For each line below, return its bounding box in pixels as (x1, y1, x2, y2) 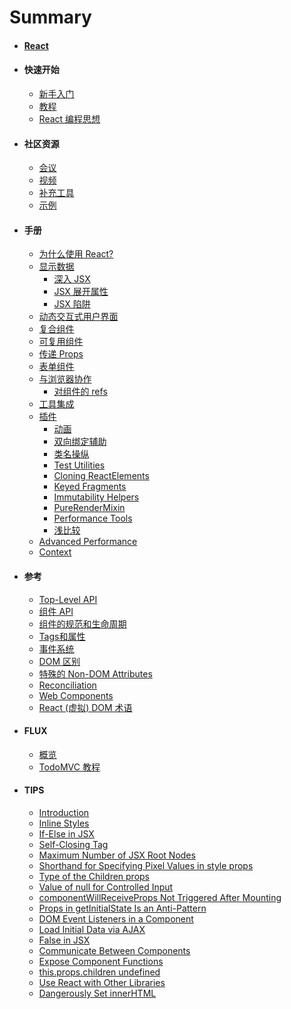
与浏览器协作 (38, 373, 92, 385)
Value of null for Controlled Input (38, 881, 174, 893)
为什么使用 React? (38, 248, 114, 260)
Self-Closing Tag (38, 839, 109, 850)
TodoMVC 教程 (38, 761, 101, 773)
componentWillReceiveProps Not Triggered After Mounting (38, 892, 282, 903)
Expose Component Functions (38, 956, 164, 967)
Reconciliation (38, 679, 97, 691)
